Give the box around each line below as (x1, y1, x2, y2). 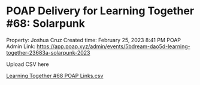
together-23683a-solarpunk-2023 (6, 49, 90, 56)
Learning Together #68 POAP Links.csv (6, 72, 104, 79)
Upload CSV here (6, 61, 49, 68)
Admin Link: (6, 43, 36, 50)
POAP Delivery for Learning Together (6, 4, 195, 18)
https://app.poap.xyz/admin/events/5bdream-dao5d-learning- (37, 43, 190, 50)
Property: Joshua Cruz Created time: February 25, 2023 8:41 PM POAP (6, 36, 181, 43)
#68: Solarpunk (6, 17, 86, 30)
